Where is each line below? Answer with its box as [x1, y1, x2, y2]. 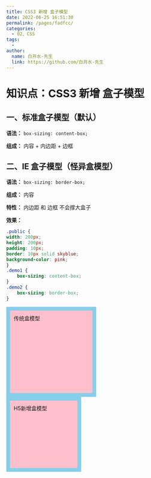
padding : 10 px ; [6, 245, 44, 251]
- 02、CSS [11, 31, 35, 37]
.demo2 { [6, 284, 28, 291]
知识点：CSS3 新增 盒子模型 [6, 86, 145, 100]
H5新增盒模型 [14, 404, 47, 411]
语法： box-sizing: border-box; [6, 178, 86, 186]
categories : [6, 25, 36, 32]
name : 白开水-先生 [11, 53, 53, 59]
